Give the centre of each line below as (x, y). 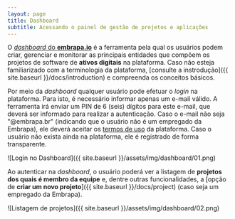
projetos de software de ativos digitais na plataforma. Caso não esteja (111, 63)
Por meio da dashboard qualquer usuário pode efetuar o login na (103, 91)
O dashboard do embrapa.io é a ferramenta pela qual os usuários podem (115, 48)
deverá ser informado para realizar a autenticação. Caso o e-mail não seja (116, 114)
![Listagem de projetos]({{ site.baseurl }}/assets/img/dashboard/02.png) (114, 208)
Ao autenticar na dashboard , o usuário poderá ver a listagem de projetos (115, 172)
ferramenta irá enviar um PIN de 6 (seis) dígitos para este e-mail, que (109, 107)
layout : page (27, 14)
